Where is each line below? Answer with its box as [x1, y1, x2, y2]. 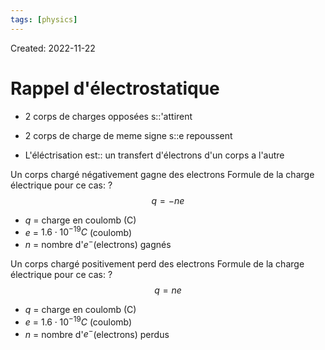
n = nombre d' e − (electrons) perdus [24, 326, 170, 340]
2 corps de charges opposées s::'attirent [24, 110, 193, 122]
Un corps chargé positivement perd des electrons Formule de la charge [10, 257, 305, 270]
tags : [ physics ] [10, 14, 78, 25]
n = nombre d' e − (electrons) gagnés [24, 237, 172, 250]
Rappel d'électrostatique [10, 77, 220, 100]
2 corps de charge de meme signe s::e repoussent [24, 129, 233, 141]
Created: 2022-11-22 [10, 42, 96, 54]
